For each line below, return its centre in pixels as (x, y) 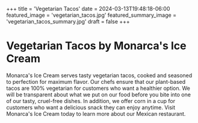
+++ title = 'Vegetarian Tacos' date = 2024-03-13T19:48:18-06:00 (88, 9)
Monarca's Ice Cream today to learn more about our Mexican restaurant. (96, 113)
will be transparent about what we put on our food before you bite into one (99, 94)
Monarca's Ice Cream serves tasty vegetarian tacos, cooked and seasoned (99, 75)
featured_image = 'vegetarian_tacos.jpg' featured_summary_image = (91, 15)
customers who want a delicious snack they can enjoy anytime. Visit (91, 107)
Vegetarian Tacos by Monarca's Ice (96, 46)
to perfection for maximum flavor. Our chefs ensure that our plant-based (96, 81)
